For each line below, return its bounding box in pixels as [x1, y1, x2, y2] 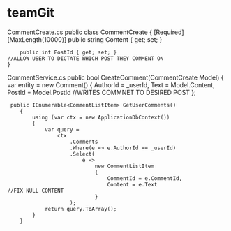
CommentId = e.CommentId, [107, 174, 183, 182]
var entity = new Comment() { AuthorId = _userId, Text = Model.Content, [7, 80, 215, 89]
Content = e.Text [107, 181, 158, 188]
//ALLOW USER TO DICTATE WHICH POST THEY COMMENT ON [7, 54, 164, 62]
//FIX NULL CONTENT [7, 187, 64, 194]
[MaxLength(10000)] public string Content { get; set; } [7, 35, 163, 43]
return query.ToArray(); [44, 205, 117, 212]
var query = [44, 126, 80, 133]
